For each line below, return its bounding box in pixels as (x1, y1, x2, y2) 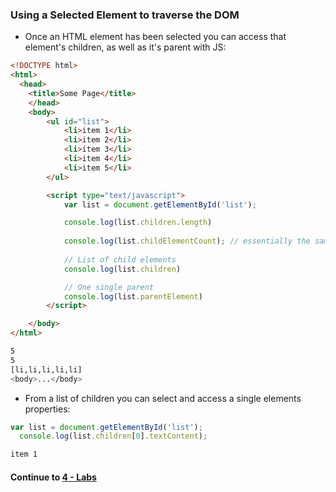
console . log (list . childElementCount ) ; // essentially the (63, 236, 311, 247)
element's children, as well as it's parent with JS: (24, 41, 227, 53)
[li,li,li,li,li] (10, 364, 83, 375)
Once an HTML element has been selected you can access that (24, 31, 287, 43)
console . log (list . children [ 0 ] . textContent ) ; (19, 431, 208, 442)
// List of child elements (63, 254, 177, 265)
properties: (24, 403, 71, 415)
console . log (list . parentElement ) (63, 291, 203, 302)
